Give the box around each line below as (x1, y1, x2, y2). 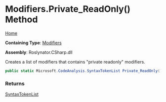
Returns (5, 80, 25, 87)
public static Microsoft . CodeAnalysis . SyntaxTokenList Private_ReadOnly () (5, 68, 163, 73)
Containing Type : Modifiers (5, 39, 62, 45)
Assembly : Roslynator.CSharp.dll (5, 49, 73, 55)
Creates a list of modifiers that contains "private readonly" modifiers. (5, 59, 146, 65)
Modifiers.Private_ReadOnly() (5, 3, 131, 15)
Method (5, 14, 38, 25)
